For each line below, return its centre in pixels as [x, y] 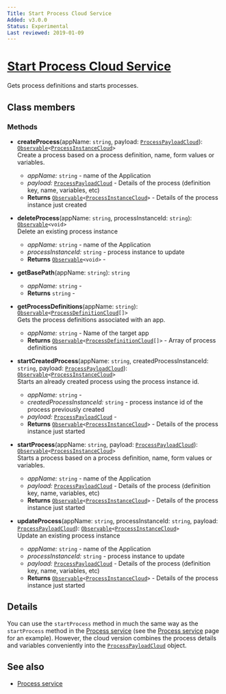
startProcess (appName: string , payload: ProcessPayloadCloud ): [108, 444]
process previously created [66, 409]
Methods [22, 126]
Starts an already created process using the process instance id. [108, 381]
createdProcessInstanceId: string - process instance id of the [115, 402]
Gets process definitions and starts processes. [73, 86]
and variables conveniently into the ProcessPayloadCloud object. [97, 645]
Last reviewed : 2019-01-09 [46, 33]
